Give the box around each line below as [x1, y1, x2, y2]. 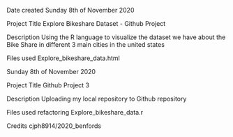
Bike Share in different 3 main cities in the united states [6, 41, 165, 48]
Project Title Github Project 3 [6, 81, 90, 89]
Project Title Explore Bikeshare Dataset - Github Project [6, 20, 166, 27]
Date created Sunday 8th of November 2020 [6, 6, 135, 14]
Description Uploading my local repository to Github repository [6, 94, 187, 103]
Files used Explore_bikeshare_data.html [6, 54, 120, 62]
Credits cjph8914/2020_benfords [6, 122, 102, 130]
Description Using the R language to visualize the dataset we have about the [6, 33, 226, 41]
